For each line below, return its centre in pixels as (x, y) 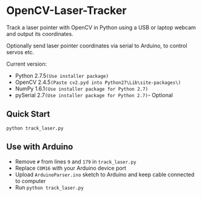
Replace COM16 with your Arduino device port (70, 168)
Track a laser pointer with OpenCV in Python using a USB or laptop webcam (101, 27)
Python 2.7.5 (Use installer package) (62, 75)
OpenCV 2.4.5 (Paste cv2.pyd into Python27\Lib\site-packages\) (98, 82)
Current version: (27, 64)
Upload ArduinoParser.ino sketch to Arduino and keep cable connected (105, 175)
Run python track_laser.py (49, 187)
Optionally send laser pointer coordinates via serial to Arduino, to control (97, 46)
